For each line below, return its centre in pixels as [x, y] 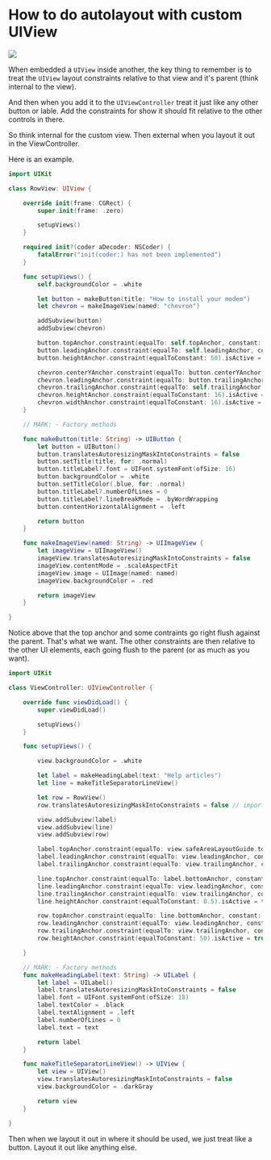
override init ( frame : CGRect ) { [77, 203]
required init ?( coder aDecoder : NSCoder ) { [97, 248]
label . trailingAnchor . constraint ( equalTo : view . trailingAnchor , [148, 865]
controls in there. [37, 119]
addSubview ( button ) [70, 321]
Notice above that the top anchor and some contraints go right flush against [134, 633]
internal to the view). [42, 86]
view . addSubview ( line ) [75, 827]
